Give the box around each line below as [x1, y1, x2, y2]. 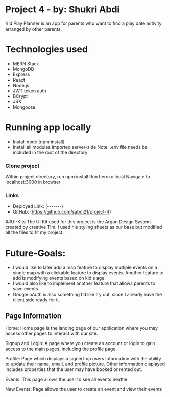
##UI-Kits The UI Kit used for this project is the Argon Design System [5, 219, 151, 225]
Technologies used [5, 44, 88, 56]
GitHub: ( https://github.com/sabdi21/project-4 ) [12, 209, 111, 215]
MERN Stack [12, 60, 39, 67]
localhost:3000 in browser [5, 179, 61, 186]
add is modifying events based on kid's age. [12, 275, 106, 281]
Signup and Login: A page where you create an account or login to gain [5, 340, 155, 347]
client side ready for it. [12, 297, 60, 303]
